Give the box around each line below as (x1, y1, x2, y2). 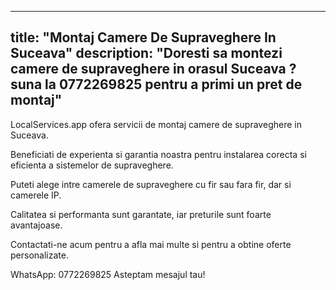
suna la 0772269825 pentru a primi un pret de (10, 76, 303, 93)
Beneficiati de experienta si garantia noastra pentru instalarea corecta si (10, 148, 307, 160)
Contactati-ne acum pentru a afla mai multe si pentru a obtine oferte (10, 238, 292, 250)
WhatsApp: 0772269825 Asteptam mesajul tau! (10, 268, 206, 280)
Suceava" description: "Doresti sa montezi (10, 45, 283, 62)
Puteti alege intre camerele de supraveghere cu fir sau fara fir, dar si (10, 178, 292, 190)
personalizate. (10, 249, 69, 261)
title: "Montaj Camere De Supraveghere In (10, 29, 277, 46)
